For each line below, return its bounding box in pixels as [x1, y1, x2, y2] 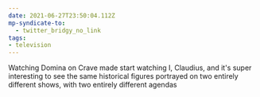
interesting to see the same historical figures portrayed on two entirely [8, 72, 239, 81]
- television [8, 41, 52, 49]
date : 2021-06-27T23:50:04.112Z [8, 11, 115, 20]
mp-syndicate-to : [8, 19, 66, 27]
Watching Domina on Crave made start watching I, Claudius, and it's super [8, 63, 252, 72]
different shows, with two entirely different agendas [8, 80, 177, 90]
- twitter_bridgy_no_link [15, 26, 102, 34]
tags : [8, 33, 26, 42]
